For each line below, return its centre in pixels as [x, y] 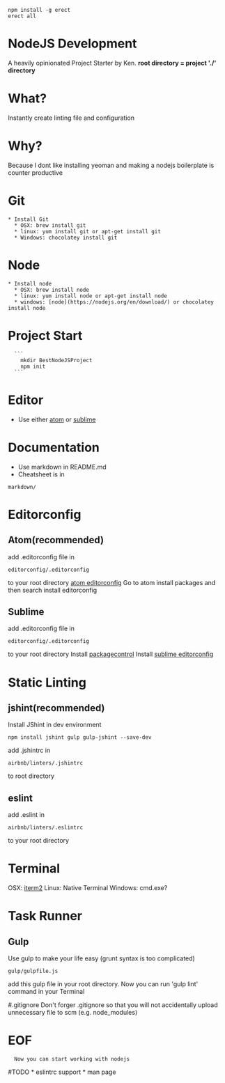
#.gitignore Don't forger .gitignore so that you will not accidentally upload [113, 1005]
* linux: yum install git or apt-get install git [87, 231]
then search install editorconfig [53, 590]
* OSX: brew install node [52, 290]
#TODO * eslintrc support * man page [62, 1072]
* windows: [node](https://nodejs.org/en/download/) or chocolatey [114, 302]
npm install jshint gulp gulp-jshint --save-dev [80, 738]
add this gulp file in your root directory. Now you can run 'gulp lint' [103, 984]
